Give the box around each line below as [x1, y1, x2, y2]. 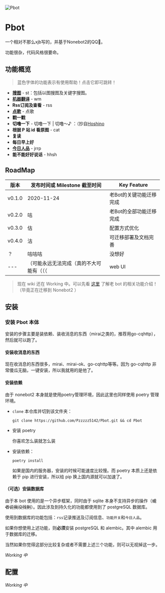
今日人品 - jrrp [12, 145, 42, 151]
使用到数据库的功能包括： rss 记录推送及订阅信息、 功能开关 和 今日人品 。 [5, 514, 144, 520]
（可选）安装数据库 [5, 486, 44, 492]
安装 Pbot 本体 [5, 318, 39, 325]
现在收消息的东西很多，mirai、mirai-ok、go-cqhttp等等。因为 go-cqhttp [5, 361, 151, 367]
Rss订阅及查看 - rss [12, 102, 53, 108]
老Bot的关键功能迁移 [109, 191, 157, 198]
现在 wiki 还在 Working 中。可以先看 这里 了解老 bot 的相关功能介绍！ [17, 280, 158, 286]
